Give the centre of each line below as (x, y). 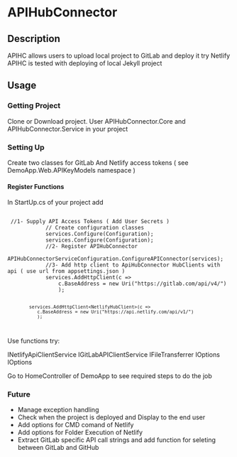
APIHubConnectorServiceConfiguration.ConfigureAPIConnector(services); (115, 259)
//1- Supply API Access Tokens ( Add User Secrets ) (90, 222)
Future (19, 394)
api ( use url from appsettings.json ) (66, 271)
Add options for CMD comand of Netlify (76, 425)
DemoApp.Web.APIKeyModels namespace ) (72, 170)
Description (34, 39)
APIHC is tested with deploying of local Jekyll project (85, 63)
